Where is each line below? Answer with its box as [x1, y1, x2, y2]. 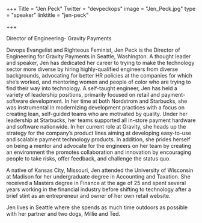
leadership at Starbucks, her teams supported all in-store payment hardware [6, 117, 196, 124]
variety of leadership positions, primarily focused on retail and [6, 91, 161, 98]
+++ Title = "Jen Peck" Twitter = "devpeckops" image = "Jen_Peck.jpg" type [6, 5, 196, 12]
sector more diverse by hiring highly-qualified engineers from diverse [6, 66, 179, 73]
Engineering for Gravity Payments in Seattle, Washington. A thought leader [6, 53, 191, 60]
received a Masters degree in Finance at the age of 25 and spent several [6, 180, 186, 186]
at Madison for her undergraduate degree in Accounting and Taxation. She [6, 173, 191, 180]
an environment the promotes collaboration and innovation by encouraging [6, 148, 191, 156]
